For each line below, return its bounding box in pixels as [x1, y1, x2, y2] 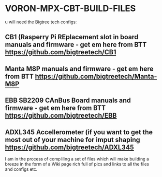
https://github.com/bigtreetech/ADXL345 [5, 143, 134, 151]
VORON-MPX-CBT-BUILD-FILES [5, 3, 136, 14]
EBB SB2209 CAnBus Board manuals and [5, 97, 131, 105]
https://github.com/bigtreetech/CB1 [5, 48, 117, 56]
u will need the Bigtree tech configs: [5, 19, 77, 25]
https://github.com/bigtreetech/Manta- [35, 72, 157, 80]
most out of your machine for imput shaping [5, 135, 140, 144]
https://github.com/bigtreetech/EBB [5, 112, 117, 120]
